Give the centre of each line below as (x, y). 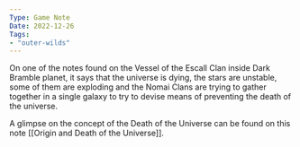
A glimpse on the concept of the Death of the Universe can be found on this (150, 124)
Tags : (19, 34)
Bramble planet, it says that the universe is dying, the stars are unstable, (143, 78)
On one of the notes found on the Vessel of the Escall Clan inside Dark (140, 68)
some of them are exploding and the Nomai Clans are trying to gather (138, 87)
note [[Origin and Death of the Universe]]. (87, 133)
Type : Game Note (40, 17)
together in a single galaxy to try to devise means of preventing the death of (150, 97)
